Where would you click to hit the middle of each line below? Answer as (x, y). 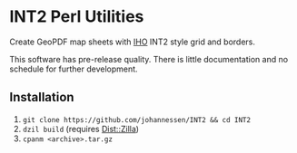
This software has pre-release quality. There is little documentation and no (149, 59)
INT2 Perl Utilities (77, 17)
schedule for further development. (74, 69)
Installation (42, 97)
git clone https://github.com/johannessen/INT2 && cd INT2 (137, 120)
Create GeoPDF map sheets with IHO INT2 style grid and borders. (133, 42)
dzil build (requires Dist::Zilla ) (80, 129)
